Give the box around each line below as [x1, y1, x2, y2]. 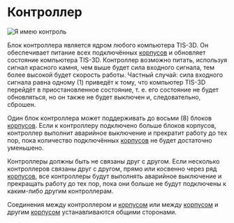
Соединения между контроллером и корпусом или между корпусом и [7, 200, 219, 208]
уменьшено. [7, 143, 44, 152]
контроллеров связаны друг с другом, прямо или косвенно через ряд [7, 164, 217, 173]
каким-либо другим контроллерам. [7, 187, 114, 195]
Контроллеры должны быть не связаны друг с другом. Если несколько [7, 157, 220, 165]
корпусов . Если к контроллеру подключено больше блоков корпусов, [7, 121, 217, 129]
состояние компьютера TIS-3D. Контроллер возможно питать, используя [7, 55, 228, 64]
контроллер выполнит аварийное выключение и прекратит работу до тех [7, 129, 228, 137]
